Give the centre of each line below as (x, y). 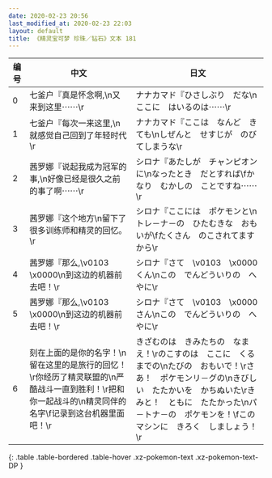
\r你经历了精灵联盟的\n (73, 377)
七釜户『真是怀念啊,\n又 (75, 95)
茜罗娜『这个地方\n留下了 (78, 218)
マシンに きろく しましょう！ (196, 427)
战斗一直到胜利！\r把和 (81, 389)
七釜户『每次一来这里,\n (75, 124)
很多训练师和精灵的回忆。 (78, 231)
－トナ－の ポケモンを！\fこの (195, 415)
